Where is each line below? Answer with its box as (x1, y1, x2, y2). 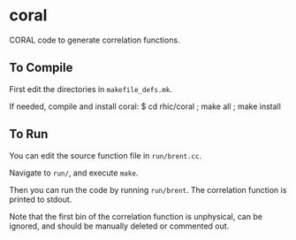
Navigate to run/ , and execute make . (9, 167, 139, 178)
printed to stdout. (9, 194, 72, 205)
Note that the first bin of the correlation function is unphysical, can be (9, 211, 263, 221)
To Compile (9, 60, 73, 75)
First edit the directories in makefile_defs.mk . (9, 83, 172, 94)
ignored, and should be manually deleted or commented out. (9, 221, 230, 231)
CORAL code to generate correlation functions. (9, 35, 180, 45)
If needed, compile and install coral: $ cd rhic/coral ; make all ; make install (9, 101, 281, 112)
